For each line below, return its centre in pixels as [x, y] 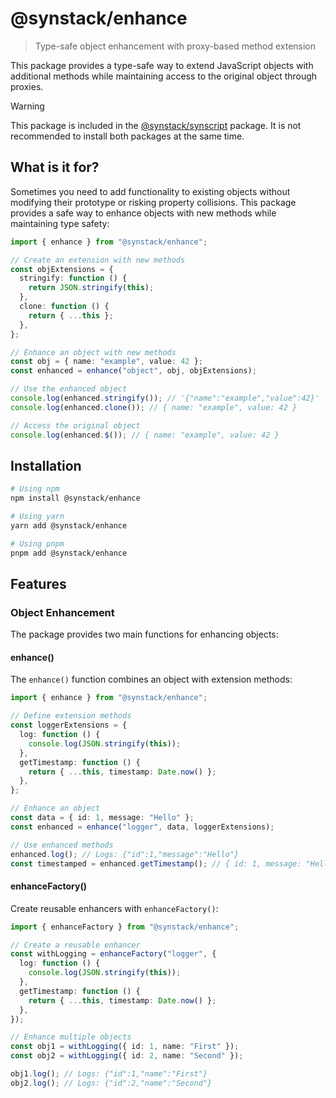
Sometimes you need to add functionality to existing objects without [150, 191]
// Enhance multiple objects [71, 1037]
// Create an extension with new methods [98, 260]
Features [38, 583]
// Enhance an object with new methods [93, 352]
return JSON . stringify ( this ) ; [91, 288]
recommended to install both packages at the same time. [127, 136]
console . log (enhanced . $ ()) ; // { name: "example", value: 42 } [145, 435]
